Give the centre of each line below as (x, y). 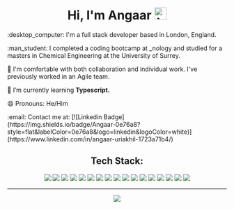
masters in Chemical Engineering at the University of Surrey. (94, 55)
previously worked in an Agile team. (58, 76)
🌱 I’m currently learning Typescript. (58, 90)
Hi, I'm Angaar (109, 16)
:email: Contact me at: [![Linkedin (55, 117)
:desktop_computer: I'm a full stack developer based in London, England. (112, 34)
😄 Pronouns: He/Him (38, 103)
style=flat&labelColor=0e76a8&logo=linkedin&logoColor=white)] (100, 132)
